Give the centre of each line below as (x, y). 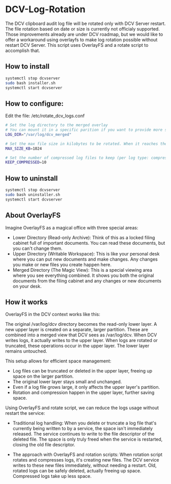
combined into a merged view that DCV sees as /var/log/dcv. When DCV (81, 335)
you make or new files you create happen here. (62, 264)
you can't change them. (37, 248)
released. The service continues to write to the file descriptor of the (83, 434)
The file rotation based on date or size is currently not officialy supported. (83, 29)
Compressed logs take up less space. (52, 476)
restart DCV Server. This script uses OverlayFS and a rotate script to (77, 45)
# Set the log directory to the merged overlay (57, 125)
